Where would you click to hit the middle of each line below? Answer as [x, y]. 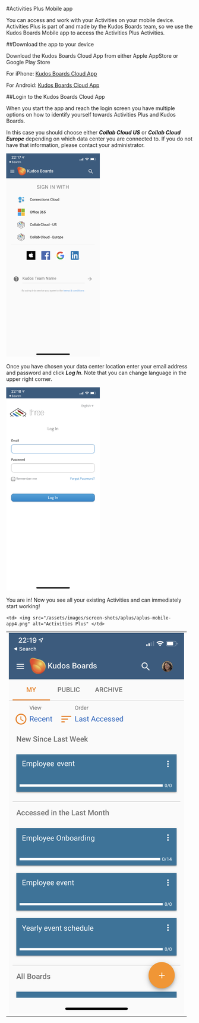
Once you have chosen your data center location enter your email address [97, 366]
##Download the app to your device [50, 44]
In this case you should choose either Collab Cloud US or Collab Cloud [94, 132]
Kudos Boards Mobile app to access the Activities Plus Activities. [86, 33]
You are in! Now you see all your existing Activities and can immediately [94, 600]
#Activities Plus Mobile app [40, 9]
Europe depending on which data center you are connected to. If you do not [99, 139]
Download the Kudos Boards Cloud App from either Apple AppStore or [92, 56]
